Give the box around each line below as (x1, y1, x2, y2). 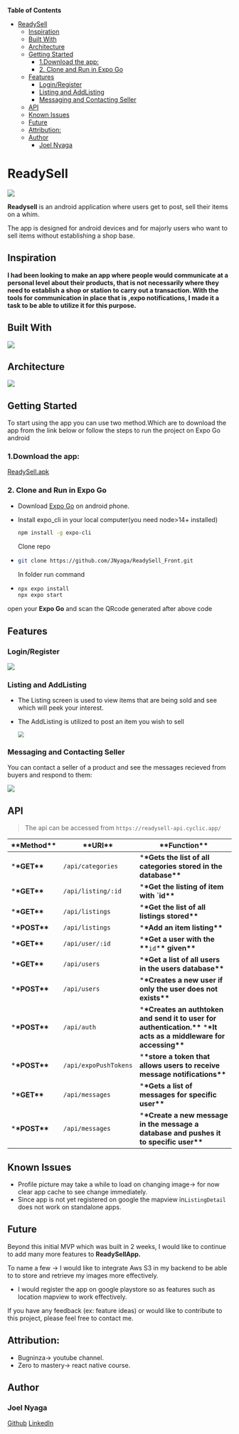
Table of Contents (7, 6, 62, 14)
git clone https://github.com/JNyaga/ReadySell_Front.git (17, 557, 193, 564)
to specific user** (139, 1137, 203, 1147)
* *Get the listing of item (139, 882, 224, 892)
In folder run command (17, 570, 85, 578)
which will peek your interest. (17, 703, 105, 712)
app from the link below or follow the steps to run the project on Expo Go (7, 426, 221, 435)
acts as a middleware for (139, 1031, 225, 1041)
